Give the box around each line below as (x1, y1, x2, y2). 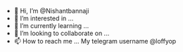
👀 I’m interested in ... (13, 14, 74, 22)
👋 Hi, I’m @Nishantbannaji (13, 7, 89, 15)
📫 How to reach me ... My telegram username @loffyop (13, 37, 177, 45)
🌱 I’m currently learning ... (13, 22, 89, 30)
